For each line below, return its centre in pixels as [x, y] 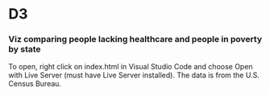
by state [25, 49]
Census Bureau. [35, 84]
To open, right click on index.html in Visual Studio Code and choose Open [131, 67]
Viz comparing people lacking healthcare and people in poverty [135, 39]
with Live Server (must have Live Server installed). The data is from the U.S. [134, 75]
